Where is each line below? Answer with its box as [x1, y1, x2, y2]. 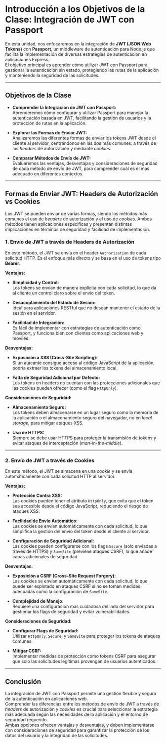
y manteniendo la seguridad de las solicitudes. [5, 72, 100, 78]
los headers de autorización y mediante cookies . [12, 145, 112, 151]
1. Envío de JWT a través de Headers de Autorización [5, 239, 135, 246]
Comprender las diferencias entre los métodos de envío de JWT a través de [5, 701, 160, 707]
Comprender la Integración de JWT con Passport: [12, 104, 117, 110]
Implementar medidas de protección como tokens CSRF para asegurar [12, 653, 156, 659]
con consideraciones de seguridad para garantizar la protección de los [5, 727, 150, 733]
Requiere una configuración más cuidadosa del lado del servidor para [12, 604, 155, 610]
